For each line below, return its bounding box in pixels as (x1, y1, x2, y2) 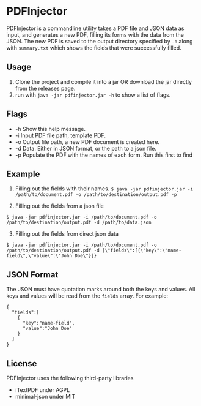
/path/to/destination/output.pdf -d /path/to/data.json (6, 219, 152, 226)
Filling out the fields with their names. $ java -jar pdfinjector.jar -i (15, 185, 194, 192)
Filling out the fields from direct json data (15, 230, 119, 238)
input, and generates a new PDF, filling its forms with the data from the (6, 31, 185, 38)
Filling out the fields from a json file (15, 202, 104, 209)
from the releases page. (15, 85, 76, 92)
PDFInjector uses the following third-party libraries (6, 375, 134, 382)
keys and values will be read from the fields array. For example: (6, 292, 169, 299)
